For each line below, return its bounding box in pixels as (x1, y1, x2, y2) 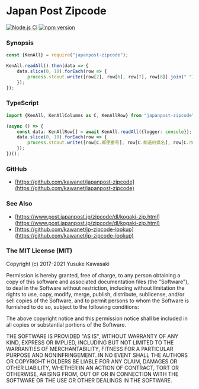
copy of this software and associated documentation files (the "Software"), (6, 278, 190, 285)
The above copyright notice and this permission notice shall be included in (6, 315, 188, 322)
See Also (6, 200, 33, 208)
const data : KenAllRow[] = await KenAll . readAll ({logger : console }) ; (17, 129, 192, 135)
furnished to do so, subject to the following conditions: (6, 303, 139, 310)
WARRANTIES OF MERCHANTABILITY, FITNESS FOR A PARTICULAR (6, 345, 174, 352)
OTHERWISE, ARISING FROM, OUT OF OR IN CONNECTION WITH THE (6, 370, 179, 378)
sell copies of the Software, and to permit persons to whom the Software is (6, 297, 190, 304)
